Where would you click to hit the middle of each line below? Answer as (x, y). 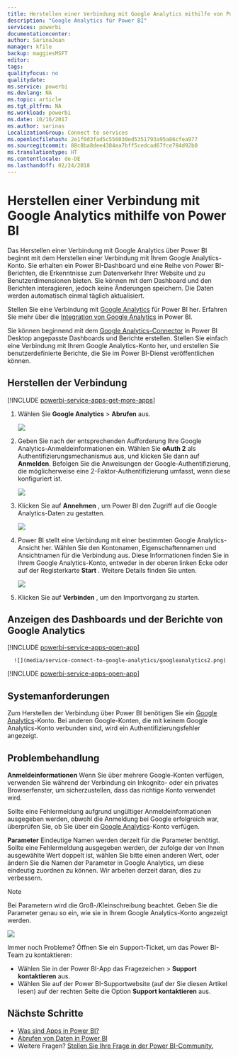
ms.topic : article (34, 100)
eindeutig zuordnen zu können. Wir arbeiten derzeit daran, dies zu (104, 870)
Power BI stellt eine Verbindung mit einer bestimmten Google (107, 540)
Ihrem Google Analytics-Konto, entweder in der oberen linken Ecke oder (123, 563)
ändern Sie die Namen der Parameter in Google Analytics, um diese (106, 863)
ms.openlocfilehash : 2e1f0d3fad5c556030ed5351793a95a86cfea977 (103, 139)
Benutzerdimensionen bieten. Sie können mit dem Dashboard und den (110, 280)
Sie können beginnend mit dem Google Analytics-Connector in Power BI (113, 330)
